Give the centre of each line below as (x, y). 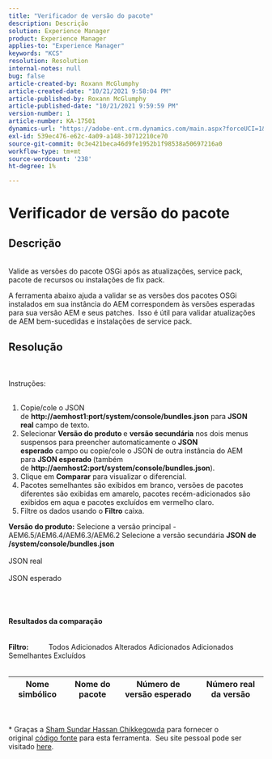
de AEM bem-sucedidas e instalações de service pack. (100, 321)
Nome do (92, 684)
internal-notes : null (45, 69)
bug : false (27, 76)
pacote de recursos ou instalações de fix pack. (87, 280)
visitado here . (31, 746)
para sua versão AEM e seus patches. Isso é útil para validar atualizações (132, 313)
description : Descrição (49, 23)
